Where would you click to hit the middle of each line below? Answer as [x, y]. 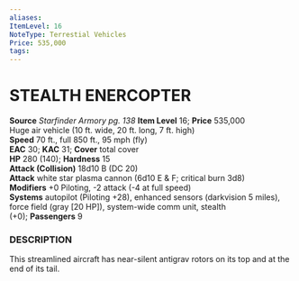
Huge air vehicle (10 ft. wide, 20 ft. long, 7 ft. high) [102, 131]
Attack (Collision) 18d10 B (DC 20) [74, 168]
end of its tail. [35, 269]
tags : [19, 51]
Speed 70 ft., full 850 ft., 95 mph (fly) [79, 140]
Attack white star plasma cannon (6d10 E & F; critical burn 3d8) [127, 178]
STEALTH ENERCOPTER [100, 96]
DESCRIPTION [41, 240]
